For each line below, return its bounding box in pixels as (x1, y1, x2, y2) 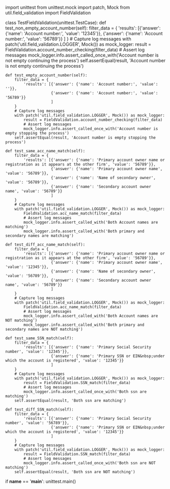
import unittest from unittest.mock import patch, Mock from (5, 5, 130, 10)
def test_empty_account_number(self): (5, 73, 88, 78)
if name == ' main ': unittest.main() (5, 478, 76, 484)
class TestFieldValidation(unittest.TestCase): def (5, 20, 106, 25)
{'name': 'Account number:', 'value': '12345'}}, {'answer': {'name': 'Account (5, 31, 163, 36)
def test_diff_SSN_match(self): (5, 407, 74, 412)
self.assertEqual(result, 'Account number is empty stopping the (14, 135, 156, 140)
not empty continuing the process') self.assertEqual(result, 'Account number (5, 58, 166, 63)
